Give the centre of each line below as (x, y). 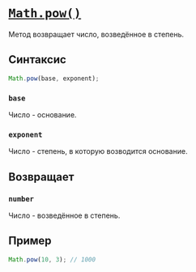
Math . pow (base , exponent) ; (54, 79)
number (21, 199)
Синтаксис (37, 59)
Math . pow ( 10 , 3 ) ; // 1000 (52, 259)
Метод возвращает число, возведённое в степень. (96, 34)
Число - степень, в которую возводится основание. (98, 151)
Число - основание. (43, 114)
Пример (30, 241)
